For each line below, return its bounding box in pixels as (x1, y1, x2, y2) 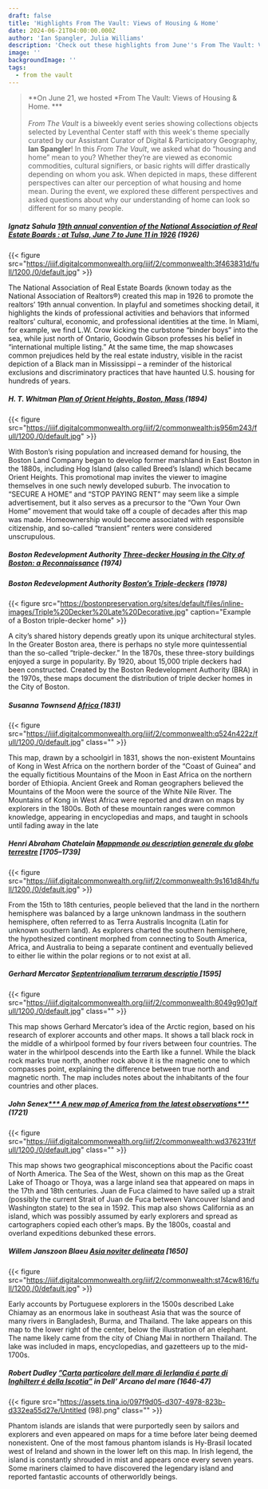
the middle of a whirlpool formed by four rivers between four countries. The (8, 1039, 257, 1048)
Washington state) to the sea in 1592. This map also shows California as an (8, 1202, 254, 1212)
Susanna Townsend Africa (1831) (8, 700, 121, 710)
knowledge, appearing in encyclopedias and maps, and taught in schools (8, 812, 249, 822)
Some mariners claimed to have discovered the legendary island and (8, 1463, 234, 1473)
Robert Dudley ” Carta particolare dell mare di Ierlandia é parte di (8, 1368, 228, 1378)
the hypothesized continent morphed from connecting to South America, (8, 933, 247, 943)
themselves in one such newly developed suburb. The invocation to (8, 481, 231, 490)
